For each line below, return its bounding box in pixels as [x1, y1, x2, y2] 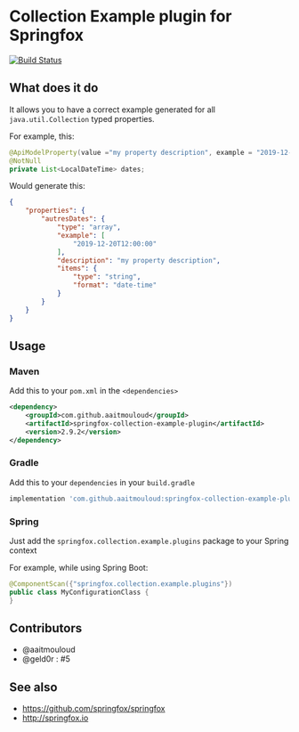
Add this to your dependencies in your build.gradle [9, 476, 196, 487]
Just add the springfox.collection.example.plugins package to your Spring [9, 536, 289, 547]
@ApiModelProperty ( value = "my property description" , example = [9, 148, 253, 157]
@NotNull [9, 156, 42, 166]
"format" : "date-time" [72, 281, 158, 290]
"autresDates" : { [41, 215, 105, 224]
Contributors [9, 621, 83, 636]
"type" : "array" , [56, 223, 122, 232]
